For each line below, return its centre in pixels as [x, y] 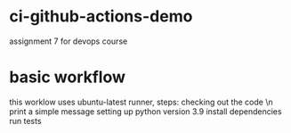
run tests [25, 121]
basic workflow [68, 77]
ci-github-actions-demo [101, 17]
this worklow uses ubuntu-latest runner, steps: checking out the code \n [141, 102]
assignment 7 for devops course [69, 41]
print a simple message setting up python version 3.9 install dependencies [145, 111]
